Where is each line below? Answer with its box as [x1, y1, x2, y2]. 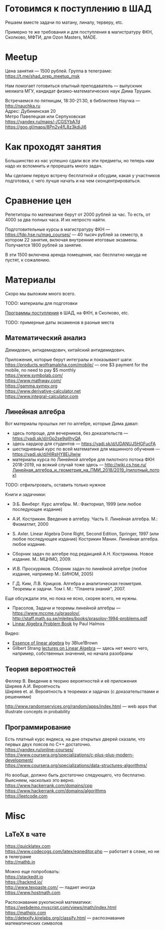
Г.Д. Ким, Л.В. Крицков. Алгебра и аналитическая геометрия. [12, 581, 143, 587]
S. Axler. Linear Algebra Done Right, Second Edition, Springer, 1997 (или [12, 531, 159, 537]
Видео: [5, 631, 20, 636]
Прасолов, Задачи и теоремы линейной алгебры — [12, 605, 121, 611]
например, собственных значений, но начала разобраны [12, 650, 133, 656]
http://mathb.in [5, 859, 35, 865]
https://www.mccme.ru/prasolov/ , [12, 610, 81, 616]
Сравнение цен [5, 195, 72, 206]
